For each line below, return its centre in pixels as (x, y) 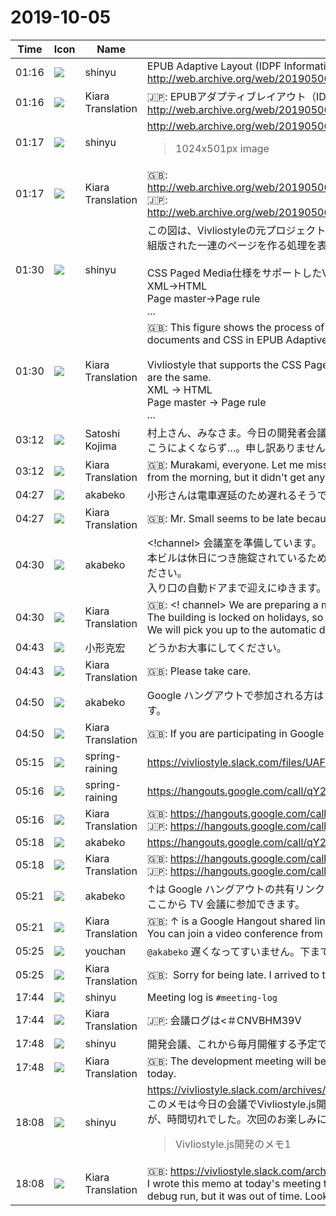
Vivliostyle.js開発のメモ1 (233, 1144)
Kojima (100, 446)
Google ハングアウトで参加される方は (235, 695)
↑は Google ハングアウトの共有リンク (235, 889)
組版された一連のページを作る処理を (232, 245)
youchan (105, 951)
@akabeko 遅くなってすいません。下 (228, 951)
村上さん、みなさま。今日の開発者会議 (237, 433)
